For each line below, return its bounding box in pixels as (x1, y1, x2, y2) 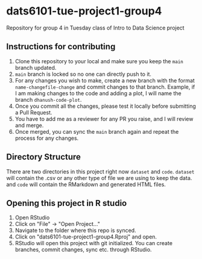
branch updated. (14, 64, 57, 71)
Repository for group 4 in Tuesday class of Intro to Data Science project (6, 24, 185, 31)
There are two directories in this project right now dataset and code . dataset (6, 167, 195, 175)
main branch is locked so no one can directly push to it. (14, 70, 152, 78)
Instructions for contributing (6, 42, 116, 52)
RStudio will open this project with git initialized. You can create (14, 240, 173, 247)
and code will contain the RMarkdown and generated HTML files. (6, 181, 166, 188)
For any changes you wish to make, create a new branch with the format (14, 76, 195, 84)
